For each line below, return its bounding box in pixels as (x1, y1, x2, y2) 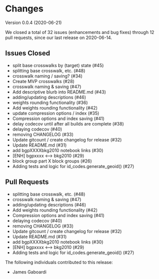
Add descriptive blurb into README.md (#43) (12, 88, 106, 95)
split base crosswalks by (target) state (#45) (12, 62, 104, 68)
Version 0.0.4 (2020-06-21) (5, 19, 62, 25)
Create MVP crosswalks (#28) (12, 78, 75, 84)
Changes (5, 3, 43, 14)
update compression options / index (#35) (12, 110, 99, 116)
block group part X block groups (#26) (12, 158, 92, 164)
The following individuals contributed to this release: (5, 259, 113, 265)
